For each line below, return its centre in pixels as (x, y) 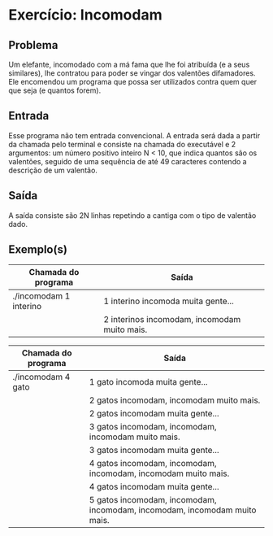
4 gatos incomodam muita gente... (154, 487)
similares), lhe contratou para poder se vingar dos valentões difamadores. (132, 73)
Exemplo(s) (38, 250)
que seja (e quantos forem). (55, 90)
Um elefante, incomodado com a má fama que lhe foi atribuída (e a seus (129, 64)
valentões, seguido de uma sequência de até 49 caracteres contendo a (128, 161)
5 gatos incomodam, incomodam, (153, 500)
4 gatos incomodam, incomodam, (153, 464)
